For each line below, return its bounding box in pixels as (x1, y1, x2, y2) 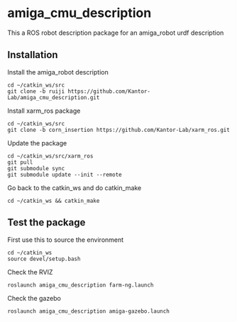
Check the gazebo (7, 294, 62, 302)
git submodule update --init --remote (7, 171, 122, 178)
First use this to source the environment (7, 235, 124, 244)
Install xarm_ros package (7, 106, 81, 115)
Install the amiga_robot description (7, 67, 109, 76)
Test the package (7, 216, 86, 228)
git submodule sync (7, 165, 65, 172)
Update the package (7, 138, 67, 147)
